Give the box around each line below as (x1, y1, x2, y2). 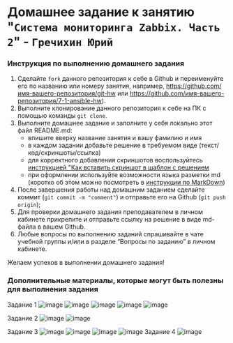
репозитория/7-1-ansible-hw (17, 97, 103, 105)
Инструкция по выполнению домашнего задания (7, 59, 185, 68)
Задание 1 (7, 300, 37, 309)
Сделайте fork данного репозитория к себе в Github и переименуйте (17, 75, 224, 83)
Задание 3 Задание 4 (7, 327, 176, 335)
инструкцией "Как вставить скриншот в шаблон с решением (27, 163, 209, 171)
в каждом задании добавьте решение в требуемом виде (27, 141, 197, 150)
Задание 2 (7, 314, 38, 322)
